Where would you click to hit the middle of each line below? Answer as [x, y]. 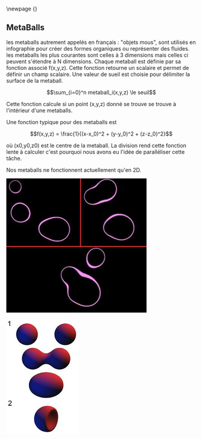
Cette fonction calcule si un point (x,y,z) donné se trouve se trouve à [91, 104]
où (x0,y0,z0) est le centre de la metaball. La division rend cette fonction [96, 145]
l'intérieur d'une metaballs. [39, 110]
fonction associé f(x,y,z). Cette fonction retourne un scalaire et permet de [98, 68]
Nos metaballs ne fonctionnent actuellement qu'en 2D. [74, 170]
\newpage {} [22, 9]
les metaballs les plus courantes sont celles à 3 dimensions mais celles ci [97, 55]
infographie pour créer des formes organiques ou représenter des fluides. [98, 48]
